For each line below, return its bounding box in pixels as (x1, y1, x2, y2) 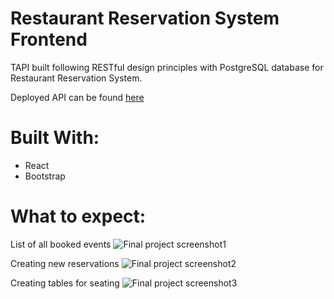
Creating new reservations (10, 257, 120, 269)
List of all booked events (10, 238, 112, 250)
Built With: (10, 127, 100, 149)
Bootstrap (24, 170, 66, 182)
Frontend (10, 28, 88, 51)
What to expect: (10, 205, 147, 228)
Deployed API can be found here (10, 91, 145, 103)
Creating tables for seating (10, 277, 120, 289)
